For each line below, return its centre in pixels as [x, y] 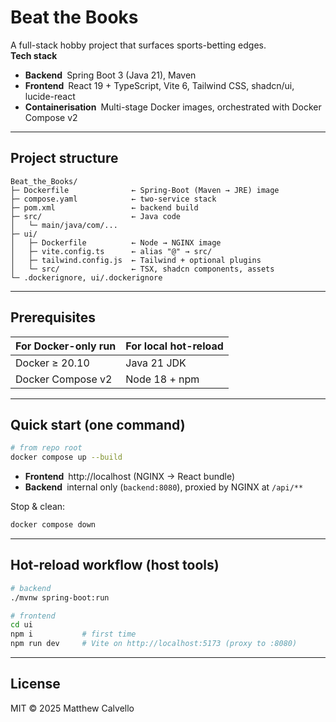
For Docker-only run [66, 346]
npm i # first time [73, 634]
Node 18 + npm [162, 379]
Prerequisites [53, 317]
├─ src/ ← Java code [96, 216]
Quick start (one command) [98, 424]
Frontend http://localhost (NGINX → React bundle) [130, 477]
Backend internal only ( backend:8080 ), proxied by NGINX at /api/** [164, 487]
